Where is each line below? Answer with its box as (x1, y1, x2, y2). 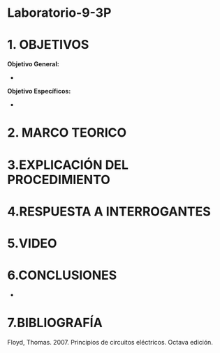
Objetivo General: (7, 60, 59, 68)
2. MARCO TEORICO (7, 125, 127, 141)
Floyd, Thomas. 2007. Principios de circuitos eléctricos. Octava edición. (7, 338, 213, 346)
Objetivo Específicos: (7, 87, 71, 96)
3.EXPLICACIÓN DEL (7, 157, 129, 172)
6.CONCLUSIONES (7, 267, 117, 283)
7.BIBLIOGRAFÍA (7, 315, 103, 331)
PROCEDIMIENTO (7, 172, 110, 188)
